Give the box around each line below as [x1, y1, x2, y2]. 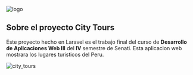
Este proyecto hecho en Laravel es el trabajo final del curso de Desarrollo [6, 38, 188, 45]
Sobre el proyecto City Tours [6, 22, 115, 32]
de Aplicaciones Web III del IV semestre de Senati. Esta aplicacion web [6, 44, 182, 51]
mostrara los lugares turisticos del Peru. [6, 51, 104, 58]
